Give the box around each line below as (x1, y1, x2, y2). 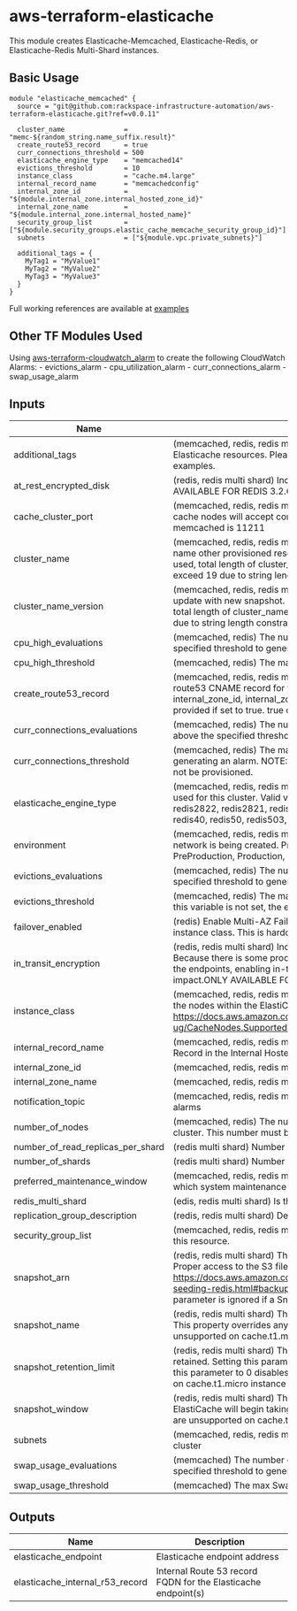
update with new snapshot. (172, 595, 286, 607)
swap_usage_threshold (13, 1479, 109, 1492)
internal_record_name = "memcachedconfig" (17, 179, 200, 188)
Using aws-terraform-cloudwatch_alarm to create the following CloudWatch (9, 352, 286, 363)
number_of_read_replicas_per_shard (13, 1141, 165, 1154)
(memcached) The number (172, 1454, 286, 1466)
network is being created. (172, 839, 279, 851)
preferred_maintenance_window (13, 1175, 148, 1187)
